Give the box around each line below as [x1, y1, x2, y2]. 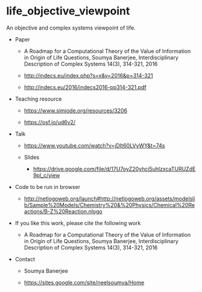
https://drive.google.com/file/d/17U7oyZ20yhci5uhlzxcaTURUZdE [33, 165, 196, 172]
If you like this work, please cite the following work [14, 219, 141, 226]
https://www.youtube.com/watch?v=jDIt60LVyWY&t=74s [24, 141, 165, 149]
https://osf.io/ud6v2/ [24, 119, 76, 126]
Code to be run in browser [14, 183, 80, 190]
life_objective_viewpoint [6, 4, 130, 18]
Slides [24, 154, 40, 161]
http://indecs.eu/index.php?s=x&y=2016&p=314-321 [24, 72, 153, 79]
